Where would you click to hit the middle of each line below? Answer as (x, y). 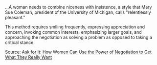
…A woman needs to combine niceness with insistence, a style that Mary (78, 7)
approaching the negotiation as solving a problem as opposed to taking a (79, 37)
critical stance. (20, 43)
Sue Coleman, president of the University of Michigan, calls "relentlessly (78, 12)
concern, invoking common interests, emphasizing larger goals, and (73, 32)
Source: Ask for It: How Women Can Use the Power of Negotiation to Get (78, 52)
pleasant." (15, 17)
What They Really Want (29, 57)
